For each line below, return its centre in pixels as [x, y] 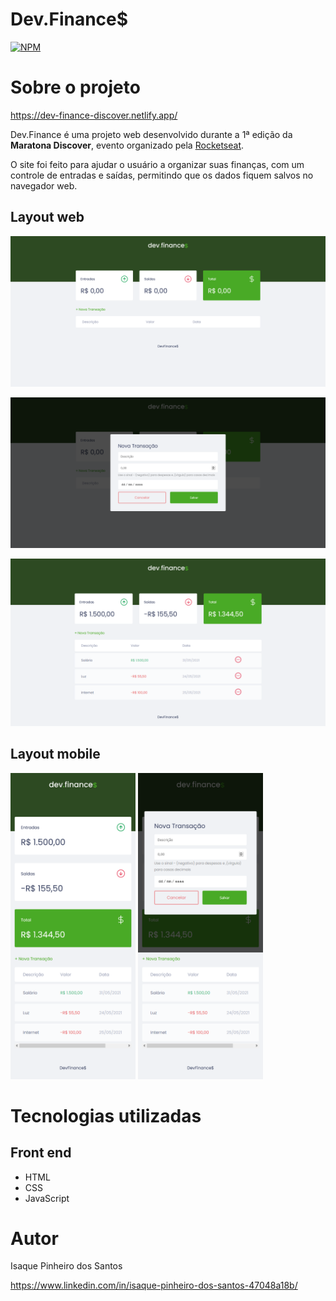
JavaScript [47, 1198]
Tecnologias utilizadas [106, 1115]
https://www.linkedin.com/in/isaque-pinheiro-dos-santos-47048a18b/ [154, 1285]
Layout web [47, 217]
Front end [41, 1153]
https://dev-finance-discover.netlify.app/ [94, 115]
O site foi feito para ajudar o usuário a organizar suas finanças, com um [157, 164]
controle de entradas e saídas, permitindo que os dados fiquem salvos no [162, 175]
